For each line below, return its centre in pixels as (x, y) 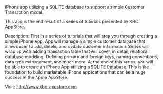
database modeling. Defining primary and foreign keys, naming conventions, (81, 57)
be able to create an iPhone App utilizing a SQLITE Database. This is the (77, 67)
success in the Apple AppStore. (37, 77)
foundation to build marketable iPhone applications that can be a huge (75, 72)
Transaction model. (24, 12)
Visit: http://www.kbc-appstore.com (41, 86)
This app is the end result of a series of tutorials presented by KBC (72, 22)
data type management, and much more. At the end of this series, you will (79, 62)
